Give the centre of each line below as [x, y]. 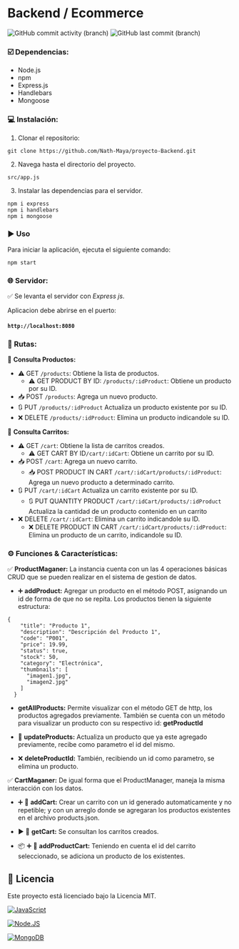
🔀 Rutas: [22, 344]
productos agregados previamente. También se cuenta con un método [121, 715]
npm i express [29, 204]
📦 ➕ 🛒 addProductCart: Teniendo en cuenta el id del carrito [107, 846]
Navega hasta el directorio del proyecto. [77, 164]
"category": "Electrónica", [62, 664]
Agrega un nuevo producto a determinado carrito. [101, 482]
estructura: [34, 607]
